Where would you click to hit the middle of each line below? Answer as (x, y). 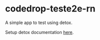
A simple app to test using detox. (39, 22)
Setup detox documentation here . (40, 32)
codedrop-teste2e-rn (50, 9)
